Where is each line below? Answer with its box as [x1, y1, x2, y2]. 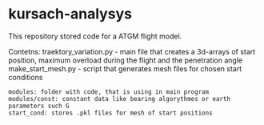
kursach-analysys [8, 5, 132, 23]
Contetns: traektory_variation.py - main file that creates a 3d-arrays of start [8, 46, 256, 56]
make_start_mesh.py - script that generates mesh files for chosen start [8, 63, 242, 73]
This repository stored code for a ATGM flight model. [8, 31, 182, 41]
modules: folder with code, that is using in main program [8, 87, 210, 96]
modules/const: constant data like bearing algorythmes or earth [8, 95, 230, 103]
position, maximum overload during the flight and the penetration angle [8, 55, 242, 65]
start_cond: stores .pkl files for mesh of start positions [8, 109, 214, 117]
